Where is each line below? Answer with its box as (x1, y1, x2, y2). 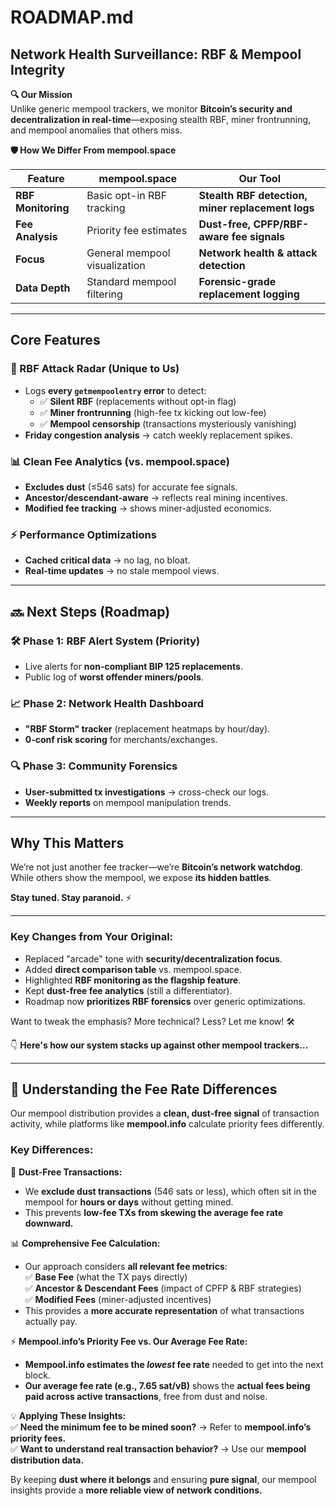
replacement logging (198, 287, 300, 301)
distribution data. (10, 1454, 85, 1466)
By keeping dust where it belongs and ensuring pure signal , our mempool (10, 1473, 317, 1485)
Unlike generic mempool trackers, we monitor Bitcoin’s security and (10, 103, 293, 115)
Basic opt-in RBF (86, 189, 168, 202)
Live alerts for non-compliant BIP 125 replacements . (24, 660, 243, 672)
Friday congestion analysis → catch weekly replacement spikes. (24, 429, 293, 441)
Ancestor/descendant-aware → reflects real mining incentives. (24, 491, 288, 503)
